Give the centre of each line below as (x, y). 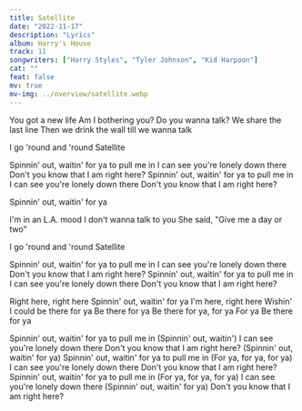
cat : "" (24, 69)
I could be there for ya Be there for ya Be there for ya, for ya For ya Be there (151, 311)
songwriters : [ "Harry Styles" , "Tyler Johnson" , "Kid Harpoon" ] (134, 60)
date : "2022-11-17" (46, 26)
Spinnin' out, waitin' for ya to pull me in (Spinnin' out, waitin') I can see (141, 338)
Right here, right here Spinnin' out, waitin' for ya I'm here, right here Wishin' (151, 301)
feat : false (32, 77)
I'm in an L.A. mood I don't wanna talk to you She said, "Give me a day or (146, 219)
